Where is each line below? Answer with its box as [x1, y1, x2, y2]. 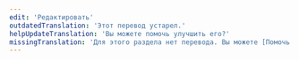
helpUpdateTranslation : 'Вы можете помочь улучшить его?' [9, 29, 230, 38]
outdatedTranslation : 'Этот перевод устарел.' [9, 21, 186, 30]
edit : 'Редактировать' [9, 12, 94, 22]
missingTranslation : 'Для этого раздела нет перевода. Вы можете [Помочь [9, 37, 291, 47]
